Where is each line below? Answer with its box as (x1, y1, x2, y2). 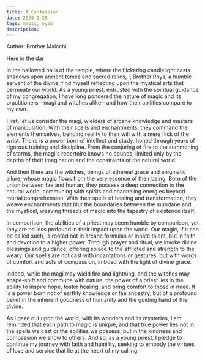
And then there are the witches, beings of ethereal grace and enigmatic (6, 168, 187, 176)
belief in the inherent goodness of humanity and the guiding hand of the (6, 296, 188, 304)
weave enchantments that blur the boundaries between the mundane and (6, 201, 192, 208)
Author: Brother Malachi (6, 43, 67, 50)
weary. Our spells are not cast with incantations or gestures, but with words (6, 252, 197, 259)
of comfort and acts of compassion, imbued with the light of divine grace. (6, 258, 192, 266)
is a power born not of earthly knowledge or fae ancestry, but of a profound (6, 290, 197, 297)
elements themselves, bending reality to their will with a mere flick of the (6, 130, 190, 138)
